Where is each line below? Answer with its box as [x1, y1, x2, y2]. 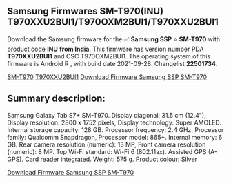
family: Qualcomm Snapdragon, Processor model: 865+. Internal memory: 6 [7, 133, 223, 141]
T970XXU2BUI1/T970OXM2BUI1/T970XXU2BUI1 [7, 17, 219, 28]
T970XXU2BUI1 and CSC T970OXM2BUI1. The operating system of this [7, 52, 211, 61]
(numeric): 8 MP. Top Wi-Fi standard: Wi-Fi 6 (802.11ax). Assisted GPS [7, 147, 207, 155]
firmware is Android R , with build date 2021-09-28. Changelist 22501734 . [7, 59, 218, 67]
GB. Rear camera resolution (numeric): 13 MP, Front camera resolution [7, 140, 206, 149]
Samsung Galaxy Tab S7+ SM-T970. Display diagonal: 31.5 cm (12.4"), [7, 111, 207, 119]
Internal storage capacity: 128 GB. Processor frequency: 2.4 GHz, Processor [7, 125, 224, 133]
